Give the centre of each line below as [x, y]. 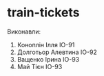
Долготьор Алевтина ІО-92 [57, 52]
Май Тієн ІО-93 [40, 66]
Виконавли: [24, 31]
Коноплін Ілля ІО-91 [46, 45]
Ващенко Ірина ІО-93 [48, 59]
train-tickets [43, 13]
